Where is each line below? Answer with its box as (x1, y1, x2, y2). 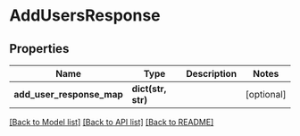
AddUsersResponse (9, 5, 161, 26)
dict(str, (131, 82, 167, 95)
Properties (9, 41, 70, 56)
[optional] (245, 89, 287, 100)
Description (186, 68, 237, 80)
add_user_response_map (13, 89, 123, 100)
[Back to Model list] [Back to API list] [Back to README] (9, 117, 214, 127)
